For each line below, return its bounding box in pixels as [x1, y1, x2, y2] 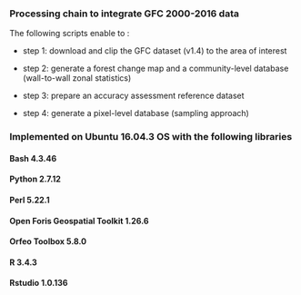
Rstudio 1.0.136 [9, 278, 68, 289]
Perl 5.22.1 [9, 194, 50, 205]
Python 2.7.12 [9, 173, 62, 184]
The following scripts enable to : [9, 28, 130, 39]
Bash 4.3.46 [9, 152, 57, 163]
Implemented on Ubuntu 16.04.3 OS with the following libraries [9, 131, 293, 143]
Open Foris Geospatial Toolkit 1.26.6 [9, 215, 149, 226]
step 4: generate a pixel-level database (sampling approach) [22, 108, 250, 119]
